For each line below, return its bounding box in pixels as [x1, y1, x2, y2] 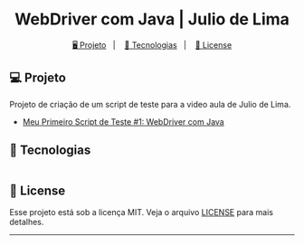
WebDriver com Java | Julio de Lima [14, 9, 290, 30]
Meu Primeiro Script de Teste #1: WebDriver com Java [22, 116, 224, 127]
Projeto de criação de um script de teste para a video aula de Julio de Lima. [9, 99, 291, 109]
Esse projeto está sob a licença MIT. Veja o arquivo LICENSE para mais [9, 207, 274, 218]
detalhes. [9, 217, 44, 228]
